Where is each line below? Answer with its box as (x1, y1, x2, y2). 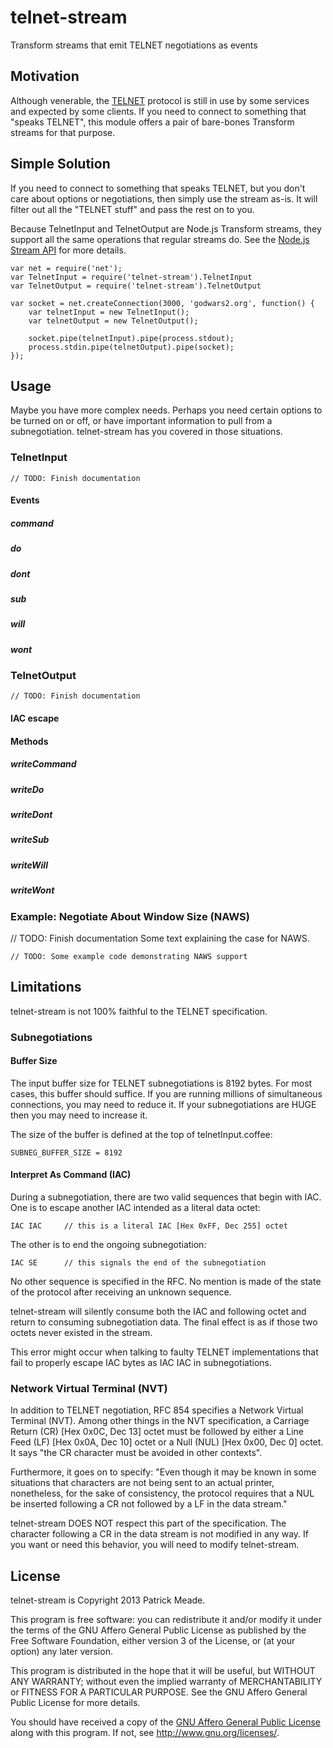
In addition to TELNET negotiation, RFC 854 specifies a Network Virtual (10, 1404, 304, 1416)
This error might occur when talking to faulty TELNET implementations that (10, 1346, 319, 1358)
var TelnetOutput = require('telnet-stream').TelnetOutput (10, 281, 262, 291)
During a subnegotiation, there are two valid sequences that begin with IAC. (10, 1191, 322, 1203)
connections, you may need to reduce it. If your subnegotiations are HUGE (10, 1098, 317, 1110)
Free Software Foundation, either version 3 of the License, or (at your (10, 1635, 296, 1647)
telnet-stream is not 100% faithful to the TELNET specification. (10, 1005, 268, 1017)
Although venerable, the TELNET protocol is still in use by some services (10, 94, 310, 106)
